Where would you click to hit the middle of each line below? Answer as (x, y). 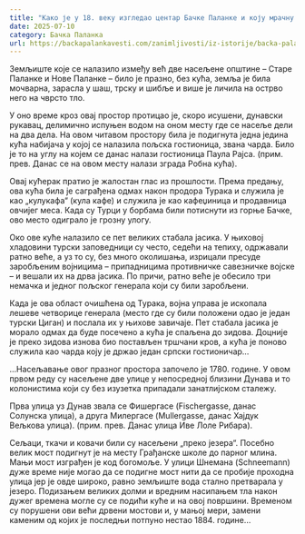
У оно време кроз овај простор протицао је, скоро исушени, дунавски (146, 115)
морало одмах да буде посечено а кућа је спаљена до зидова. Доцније (149, 332)
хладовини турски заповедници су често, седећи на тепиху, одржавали (149, 247)
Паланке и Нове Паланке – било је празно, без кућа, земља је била (140, 79)
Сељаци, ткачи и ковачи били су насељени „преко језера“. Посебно (142, 443)
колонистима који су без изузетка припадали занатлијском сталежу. (143, 389)
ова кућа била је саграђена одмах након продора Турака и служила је (147, 191)
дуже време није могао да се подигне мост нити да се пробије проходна (152, 472)
